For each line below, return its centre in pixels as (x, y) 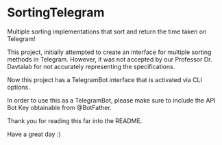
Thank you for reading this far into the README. (75, 120)
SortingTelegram (56, 13)
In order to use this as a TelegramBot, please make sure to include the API (111, 100)
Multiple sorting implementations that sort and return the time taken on (107, 31)
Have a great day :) (34, 134)
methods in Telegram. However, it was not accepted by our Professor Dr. (110, 59)
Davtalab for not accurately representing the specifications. (91, 66)
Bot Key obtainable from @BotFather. (59, 107)
